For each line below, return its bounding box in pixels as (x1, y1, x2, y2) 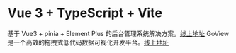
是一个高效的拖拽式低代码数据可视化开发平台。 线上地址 (7, 37, 169, 47)
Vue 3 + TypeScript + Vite (7, 5, 163, 21)
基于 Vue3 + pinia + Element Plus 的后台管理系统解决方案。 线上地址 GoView (7, 29, 230, 37)
